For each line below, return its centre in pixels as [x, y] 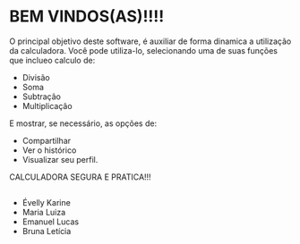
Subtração [41, 97]
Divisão [36, 77]
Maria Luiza [44, 213]
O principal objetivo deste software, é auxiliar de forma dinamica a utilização [150, 41]
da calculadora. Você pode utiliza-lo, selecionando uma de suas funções [143, 50]
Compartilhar [47, 140]
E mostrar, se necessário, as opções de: [83, 123]
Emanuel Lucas [50, 222]
